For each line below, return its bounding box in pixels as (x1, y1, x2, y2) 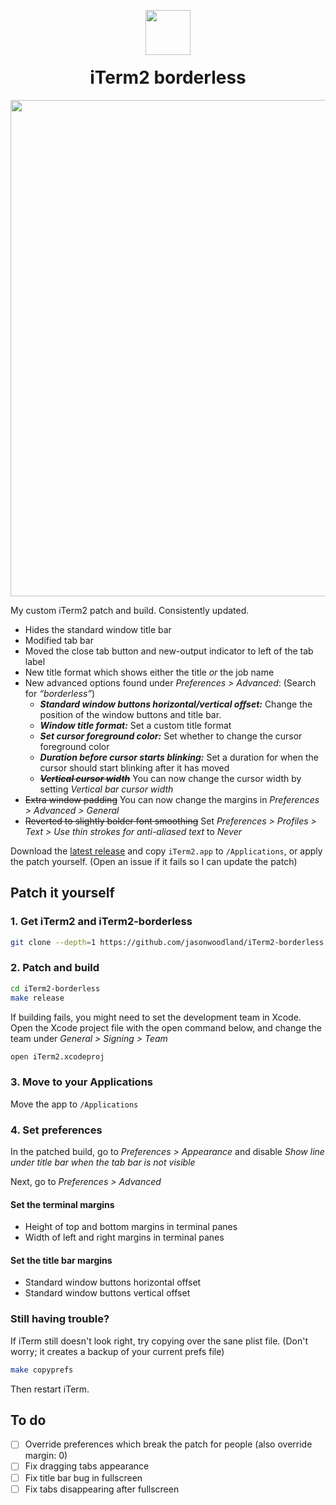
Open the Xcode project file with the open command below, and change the (10, 1021, 322, 1034)
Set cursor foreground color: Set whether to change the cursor (39, 730, 303, 742)
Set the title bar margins (10, 1254, 113, 1266)
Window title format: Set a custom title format (39, 719, 232, 731)
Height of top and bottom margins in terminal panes (24, 1221, 238, 1233)
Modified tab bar (24, 634, 94, 646)
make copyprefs (10, 1365, 74, 1375)
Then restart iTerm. (10, 1383, 90, 1395)
